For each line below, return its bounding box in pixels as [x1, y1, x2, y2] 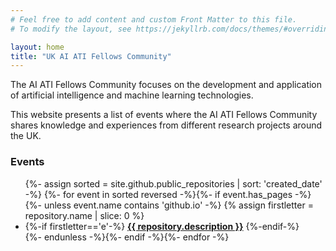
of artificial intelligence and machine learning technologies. [10, 89, 254, 101]
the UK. [10, 130, 42, 142]
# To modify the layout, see [10, 24, 132, 34]
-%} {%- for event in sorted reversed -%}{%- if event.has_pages [24, 188, 293, 200]
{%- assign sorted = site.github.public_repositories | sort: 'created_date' [24, 177, 323, 190]
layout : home [10, 42, 65, 52]
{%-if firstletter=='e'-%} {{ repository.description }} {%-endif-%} [24, 220, 300, 232]
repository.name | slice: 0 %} [24, 209, 145, 221]
